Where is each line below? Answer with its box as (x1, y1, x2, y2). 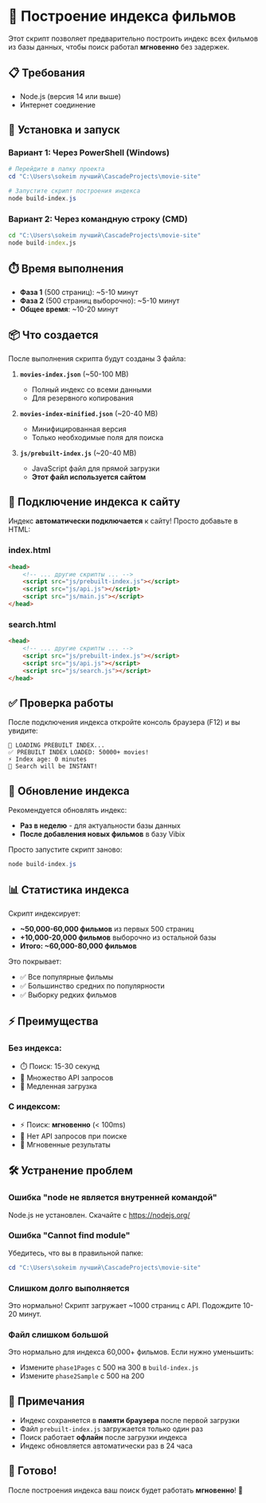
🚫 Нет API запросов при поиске (19, 1131, 127, 1141)
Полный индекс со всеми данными (31, 384, 152, 394)
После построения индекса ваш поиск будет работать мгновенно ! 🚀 (8, 1485, 243, 1495)
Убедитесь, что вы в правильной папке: (8, 1248, 143, 1258)
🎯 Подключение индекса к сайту (8, 495, 181, 508)
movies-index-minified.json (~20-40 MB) (19, 408, 158, 418)
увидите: (8, 726, 38, 736)
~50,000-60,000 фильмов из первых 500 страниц (19, 924, 194, 933)
